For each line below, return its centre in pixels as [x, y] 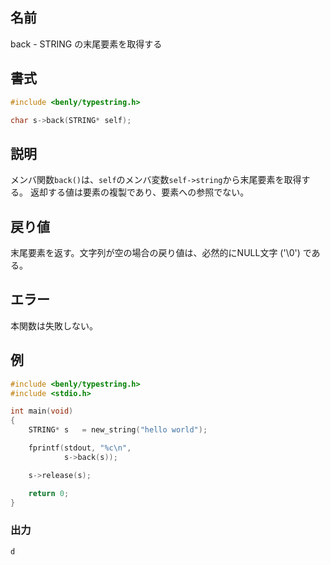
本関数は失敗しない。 [54, 325]
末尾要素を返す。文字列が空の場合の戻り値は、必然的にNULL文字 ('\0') [155, 252]
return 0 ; [49, 493]
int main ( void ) [42, 411]
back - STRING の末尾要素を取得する [86, 44]
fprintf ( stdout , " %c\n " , [80, 448]
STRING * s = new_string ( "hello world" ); [118, 430]
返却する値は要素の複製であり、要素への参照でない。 [139, 192]
